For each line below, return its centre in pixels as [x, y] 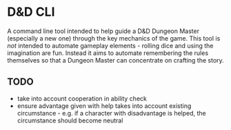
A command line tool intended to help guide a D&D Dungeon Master [103, 31]
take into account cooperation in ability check [82, 98]
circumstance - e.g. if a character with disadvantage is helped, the [112, 113]
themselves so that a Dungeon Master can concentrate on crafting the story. [115, 60]
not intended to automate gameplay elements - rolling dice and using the [110, 45]
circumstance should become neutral [70, 120]
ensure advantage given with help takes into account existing [104, 106]
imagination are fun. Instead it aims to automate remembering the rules [108, 53]
